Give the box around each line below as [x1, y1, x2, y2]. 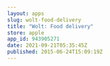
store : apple [7, 29, 45, 36]
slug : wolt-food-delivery [7, 16, 81, 23]
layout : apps [7, 10, 45, 17]
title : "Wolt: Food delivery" [7, 23, 94, 30]
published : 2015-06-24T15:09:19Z [7, 49, 103, 56]
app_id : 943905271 [7, 36, 60, 43]
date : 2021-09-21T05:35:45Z [7, 42, 88, 49]
